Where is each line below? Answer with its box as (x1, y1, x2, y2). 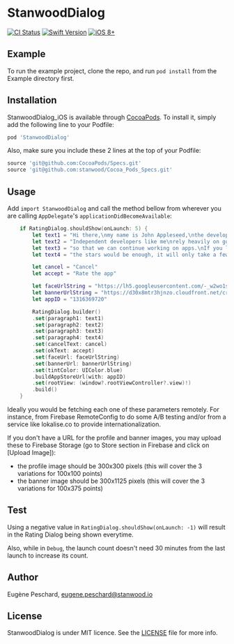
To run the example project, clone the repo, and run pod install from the (7, 66, 217, 75)
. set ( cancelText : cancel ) (32, 340, 108, 348)
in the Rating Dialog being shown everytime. (7, 530, 134, 539)
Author (7, 571, 38, 583)
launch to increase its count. (7, 551, 88, 560)
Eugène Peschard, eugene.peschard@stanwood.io (7, 590, 153, 598)
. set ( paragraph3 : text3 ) (32, 328, 104, 335)
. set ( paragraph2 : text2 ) (32, 321, 104, 329)
